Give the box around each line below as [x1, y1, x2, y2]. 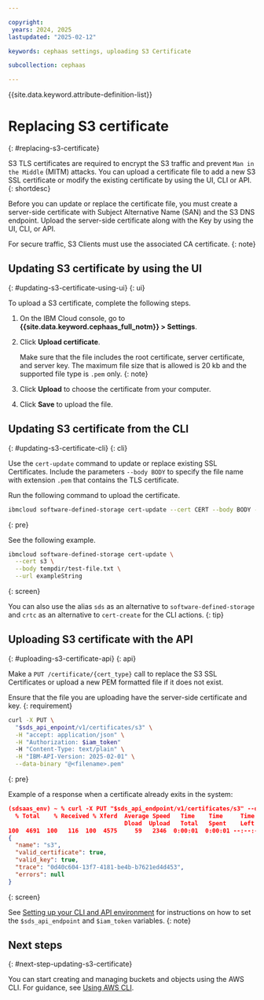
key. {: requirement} [8, 701, 73, 710]
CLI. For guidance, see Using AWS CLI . [8, 983, 134, 992]
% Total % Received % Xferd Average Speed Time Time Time [15, 812, 255, 820]
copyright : [8, 18, 44, 26]
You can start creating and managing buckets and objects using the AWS [8, 975, 245, 984]
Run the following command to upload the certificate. [8, 490, 181, 500]
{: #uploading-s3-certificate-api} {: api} [8, 654, 136, 663]
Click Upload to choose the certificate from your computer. [19, 384, 211, 393]
